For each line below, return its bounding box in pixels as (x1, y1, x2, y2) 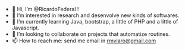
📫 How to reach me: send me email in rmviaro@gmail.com (11, 37, 156, 44)
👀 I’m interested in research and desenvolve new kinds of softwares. (11, 12, 180, 19)
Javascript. (11, 24, 40, 31)
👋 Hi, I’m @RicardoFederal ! (11, 6, 79, 12)
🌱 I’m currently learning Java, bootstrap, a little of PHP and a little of (11, 18, 178, 25)
